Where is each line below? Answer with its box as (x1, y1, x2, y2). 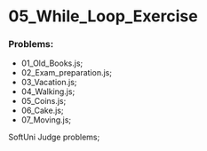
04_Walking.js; (20, 86, 76, 97)
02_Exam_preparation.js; (20, 68, 113, 78)
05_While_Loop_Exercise (8, 6, 198, 27)
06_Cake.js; (20, 105, 64, 116)
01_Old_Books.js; (20, 58, 84, 68)
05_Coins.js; (20, 96, 67, 107)
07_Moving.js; (20, 115, 72, 125)
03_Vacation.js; (20, 77, 77, 88)
